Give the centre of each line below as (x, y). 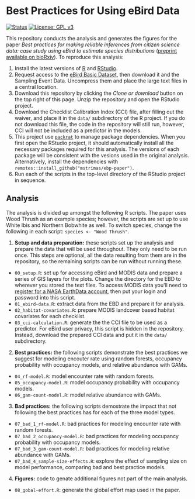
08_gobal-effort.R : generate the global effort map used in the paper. (97, 490)
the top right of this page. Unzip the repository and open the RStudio (97, 99)
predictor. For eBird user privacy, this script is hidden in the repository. (99, 328)
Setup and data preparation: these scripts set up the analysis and (94, 242)
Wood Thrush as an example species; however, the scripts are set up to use (97, 219)
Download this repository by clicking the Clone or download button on (99, 93)
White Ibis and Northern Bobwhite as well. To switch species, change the (94, 225)
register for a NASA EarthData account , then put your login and (90, 291)
